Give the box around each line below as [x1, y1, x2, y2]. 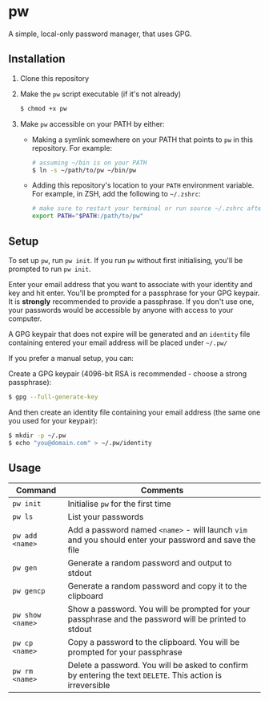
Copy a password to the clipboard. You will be [67, 637, 240, 648]
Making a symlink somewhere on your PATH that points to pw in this [31, 135, 254, 144]
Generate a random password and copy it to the [67, 581, 247, 592]
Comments [140, 484, 184, 496]
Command [15, 484, 57, 496]
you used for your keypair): [8, 415, 98, 425]
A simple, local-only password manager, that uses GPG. [8, 29, 192, 38]
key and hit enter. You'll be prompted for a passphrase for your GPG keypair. [8, 288, 260, 298]
